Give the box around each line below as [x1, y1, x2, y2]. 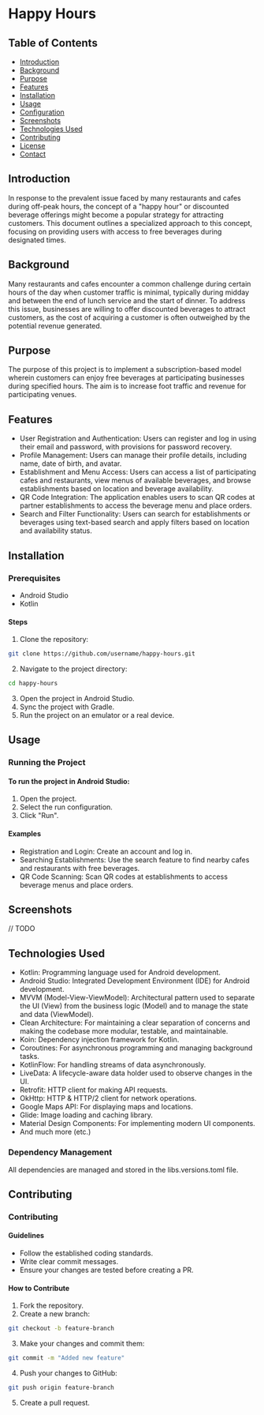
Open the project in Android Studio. [19, 693, 136, 703]
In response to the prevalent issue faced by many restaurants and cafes [8, 193, 242, 202]
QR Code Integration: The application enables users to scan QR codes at [19, 493, 255, 502]
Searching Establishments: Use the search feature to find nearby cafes [19, 854, 250, 865]
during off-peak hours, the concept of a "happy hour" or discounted [8, 201, 229, 211]
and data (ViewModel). [19, 1010, 95, 1019]
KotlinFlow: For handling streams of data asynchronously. [19, 1060, 206, 1070]
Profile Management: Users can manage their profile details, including [19, 451, 247, 460]
